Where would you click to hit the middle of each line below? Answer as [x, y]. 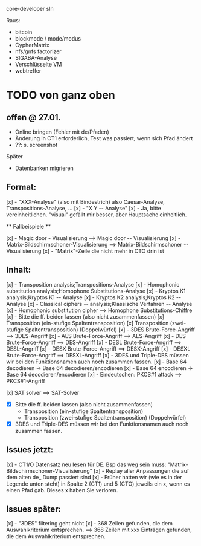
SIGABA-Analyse [36, 58]
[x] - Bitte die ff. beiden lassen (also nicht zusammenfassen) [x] [85, 316]
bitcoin [24, 32]
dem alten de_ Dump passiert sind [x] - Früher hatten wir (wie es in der [94, 477]
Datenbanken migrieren [44, 168]
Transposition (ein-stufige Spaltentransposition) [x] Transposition [88, 323]
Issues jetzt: [30, 450]
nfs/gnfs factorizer [38, 51]
